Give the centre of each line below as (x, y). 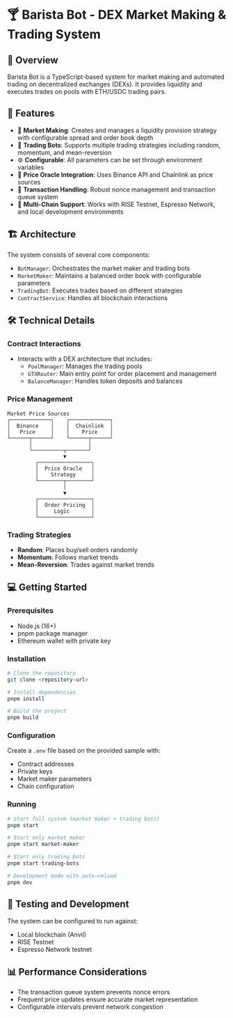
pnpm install (26, 698)
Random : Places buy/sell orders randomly (77, 549)
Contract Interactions (44, 343)
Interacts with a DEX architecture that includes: (85, 359)
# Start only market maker (46, 838)
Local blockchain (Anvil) (52, 934)
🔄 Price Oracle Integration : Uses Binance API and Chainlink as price (115, 174)
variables (30, 167)
